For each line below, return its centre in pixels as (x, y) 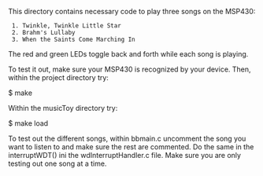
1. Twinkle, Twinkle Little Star (67, 26)
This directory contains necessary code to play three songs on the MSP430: (132, 11)
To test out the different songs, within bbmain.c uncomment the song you (127, 138)
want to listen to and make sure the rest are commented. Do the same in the (131, 147)
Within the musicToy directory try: (63, 108)
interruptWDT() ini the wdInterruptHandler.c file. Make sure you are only (125, 155)
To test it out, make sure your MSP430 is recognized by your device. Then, (130, 69)
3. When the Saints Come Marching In (73, 39)
